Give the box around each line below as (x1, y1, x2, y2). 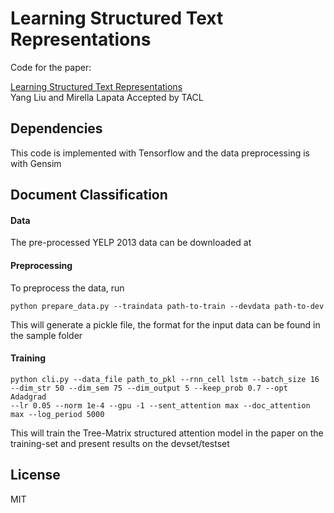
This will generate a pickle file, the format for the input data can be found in (10, 318, 321, 331)
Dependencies (10, 120, 103, 137)
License (10, 467, 61, 484)
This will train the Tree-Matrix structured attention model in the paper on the (10, 427, 324, 439)
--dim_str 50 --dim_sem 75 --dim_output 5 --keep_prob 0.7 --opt (10, 383, 288, 393)
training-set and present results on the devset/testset (10, 437, 230, 449)
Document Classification (10, 187, 168, 204)
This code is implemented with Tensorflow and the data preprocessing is (10, 147, 310, 159)
